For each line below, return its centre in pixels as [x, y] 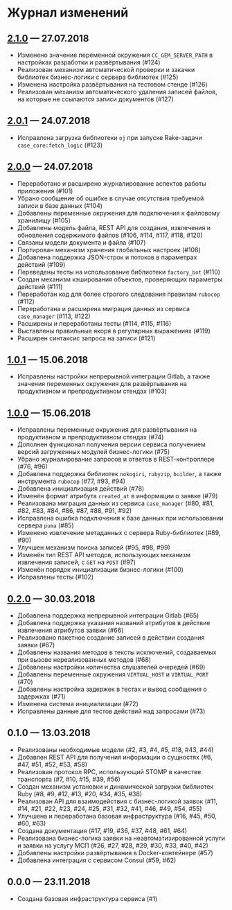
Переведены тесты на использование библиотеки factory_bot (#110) [118, 272]
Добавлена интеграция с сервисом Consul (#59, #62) [97, 860]
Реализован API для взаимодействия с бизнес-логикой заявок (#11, [117, 801]
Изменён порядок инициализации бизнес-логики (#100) [100, 570]
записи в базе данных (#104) [60, 205]
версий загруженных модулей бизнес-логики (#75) [93, 452]
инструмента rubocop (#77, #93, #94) [71, 481]
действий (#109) [41, 264]
